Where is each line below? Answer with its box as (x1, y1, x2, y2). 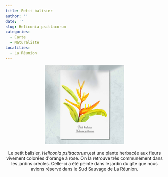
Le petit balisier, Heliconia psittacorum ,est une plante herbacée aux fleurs (8, 150, 161, 156)
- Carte (10, 35, 26, 40)
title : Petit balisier (5, 8, 53, 13)
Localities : (5, 45, 30, 50)
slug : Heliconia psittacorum (5, 24, 66, 29)
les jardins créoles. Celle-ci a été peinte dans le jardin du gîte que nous (11, 160, 158, 166)
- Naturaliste (10, 40, 39, 45)
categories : (5, 29, 30, 35)
